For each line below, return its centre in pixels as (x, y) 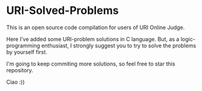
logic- (188, 39)
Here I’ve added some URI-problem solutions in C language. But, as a (93, 39)
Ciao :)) (16, 82)
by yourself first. (27, 52)
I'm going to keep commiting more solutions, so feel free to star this (91, 64)
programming (23, 45)
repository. (20, 70)
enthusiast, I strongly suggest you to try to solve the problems (119, 45)
